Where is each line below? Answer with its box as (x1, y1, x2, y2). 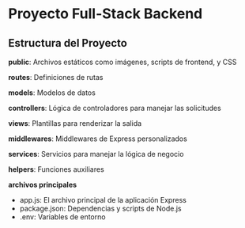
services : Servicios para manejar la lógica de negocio (8, 150, 184, 158)
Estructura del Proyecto (8, 36, 128, 50)
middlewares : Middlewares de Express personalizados (8, 134, 187, 143)
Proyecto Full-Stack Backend (8, 5, 203, 23)
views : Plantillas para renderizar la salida (8, 119, 142, 127)
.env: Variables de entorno (19, 212, 106, 222)
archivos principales (8, 180, 77, 189)
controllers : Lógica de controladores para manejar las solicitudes (8, 104, 221, 112)
